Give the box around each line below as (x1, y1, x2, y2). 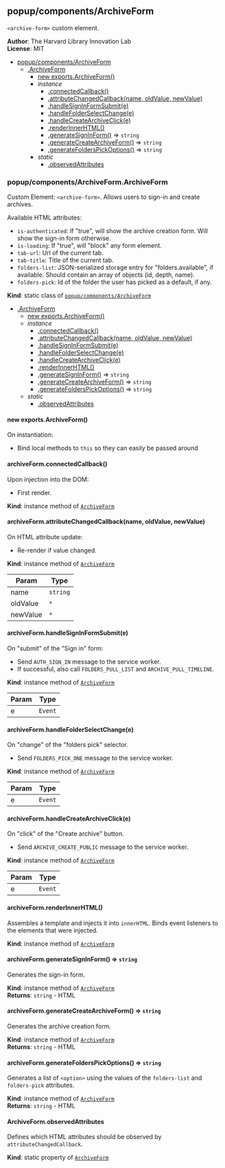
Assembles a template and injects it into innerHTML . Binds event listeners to (7, 918, 218, 927)
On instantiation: (7, 431, 54, 439)
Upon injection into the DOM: (7, 475, 89, 484)
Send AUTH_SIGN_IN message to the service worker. (16, 657, 161, 666)
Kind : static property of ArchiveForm (7, 1154, 109, 1162)
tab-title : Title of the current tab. (16, 256, 115, 264)
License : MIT (7, 44, 45, 52)
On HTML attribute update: (7, 532, 83, 541)
